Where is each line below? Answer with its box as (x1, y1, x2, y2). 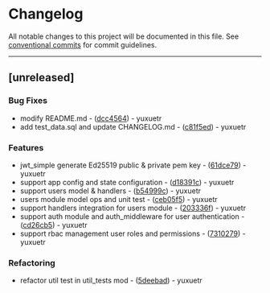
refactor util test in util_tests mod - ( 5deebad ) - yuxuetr (19, 275, 202, 286)
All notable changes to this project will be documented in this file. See (8, 31, 239, 41)
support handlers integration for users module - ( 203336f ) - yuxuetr (19, 203, 247, 213)
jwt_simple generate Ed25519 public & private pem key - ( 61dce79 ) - (19, 160, 247, 170)
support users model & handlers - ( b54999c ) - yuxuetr (19, 186, 202, 196)
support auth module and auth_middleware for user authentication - (19, 211, 245, 221)
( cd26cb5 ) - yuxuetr (19, 220, 88, 229)
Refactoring (8, 257, 56, 268)
